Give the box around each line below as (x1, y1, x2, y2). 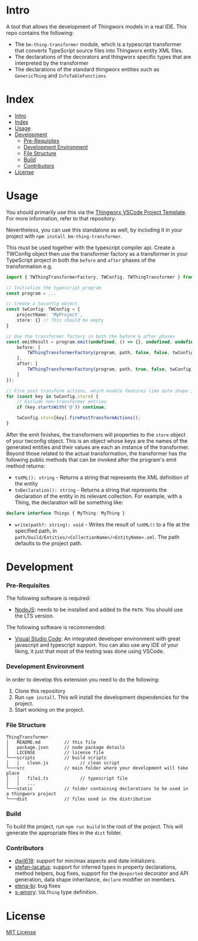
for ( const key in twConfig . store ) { (6, 393, 99, 399)
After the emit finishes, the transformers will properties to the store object (6, 431, 186, 438)
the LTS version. (14, 612, 54, 619)
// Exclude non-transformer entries (16, 399, 107, 405)
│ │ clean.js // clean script (6, 760, 120, 766)
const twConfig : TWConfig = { (6, 306, 81, 312)
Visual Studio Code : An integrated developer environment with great (14, 635, 181, 642)
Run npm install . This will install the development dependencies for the (14, 694, 189, 701)
